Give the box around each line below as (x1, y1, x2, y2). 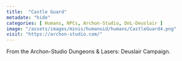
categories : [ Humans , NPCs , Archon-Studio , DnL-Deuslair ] (6, 20, 164, 26)
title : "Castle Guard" (6, 8, 67, 15)
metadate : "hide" (6, 14, 51, 21)
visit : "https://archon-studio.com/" (6, 31, 103, 37)
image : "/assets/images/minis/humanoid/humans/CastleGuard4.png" (6, 25, 176, 32)
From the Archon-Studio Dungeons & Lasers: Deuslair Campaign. (6, 48, 170, 55)
